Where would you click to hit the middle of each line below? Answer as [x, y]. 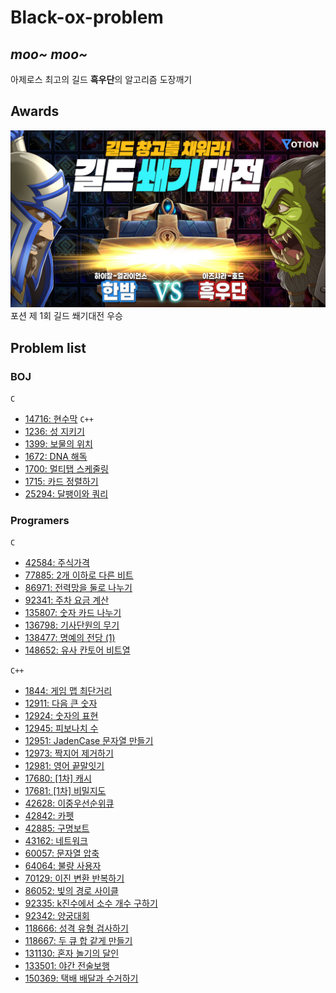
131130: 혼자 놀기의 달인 [72, 953]
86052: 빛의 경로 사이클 [71, 891]
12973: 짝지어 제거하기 [69, 753]
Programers [40, 520]
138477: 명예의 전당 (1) [70, 638]
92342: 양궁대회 [57, 916]
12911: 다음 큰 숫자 [61, 703]
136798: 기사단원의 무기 [72, 625]
